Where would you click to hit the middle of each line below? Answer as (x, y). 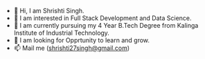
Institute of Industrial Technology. (61, 33)
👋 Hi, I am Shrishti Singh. (49, 11)
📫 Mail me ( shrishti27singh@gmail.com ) (72, 48)
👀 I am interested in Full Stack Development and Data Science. (102, 18)
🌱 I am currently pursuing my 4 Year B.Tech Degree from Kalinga (106, 25)
